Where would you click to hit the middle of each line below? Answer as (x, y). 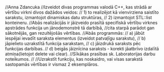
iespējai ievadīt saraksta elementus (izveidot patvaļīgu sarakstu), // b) (75, 38)
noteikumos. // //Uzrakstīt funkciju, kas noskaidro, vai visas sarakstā (74, 59)
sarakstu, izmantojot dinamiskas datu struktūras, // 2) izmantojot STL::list (79, 17)
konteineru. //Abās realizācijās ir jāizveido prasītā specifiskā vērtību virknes (81, 23)
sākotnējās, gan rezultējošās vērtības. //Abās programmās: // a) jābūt (75, 33)
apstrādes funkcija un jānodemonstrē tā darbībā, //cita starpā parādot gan (80, 28)
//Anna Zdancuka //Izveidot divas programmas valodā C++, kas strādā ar (79, 7)
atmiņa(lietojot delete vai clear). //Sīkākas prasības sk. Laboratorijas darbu (80, 54)
